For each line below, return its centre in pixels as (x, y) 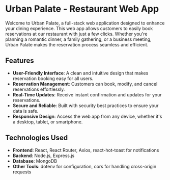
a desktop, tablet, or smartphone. (48, 122)
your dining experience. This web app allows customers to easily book (79, 28)
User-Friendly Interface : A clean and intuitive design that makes (80, 73)
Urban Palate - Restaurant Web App (82, 9)
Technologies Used (36, 138)
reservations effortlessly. (39, 89)
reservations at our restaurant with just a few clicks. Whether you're (76, 34)
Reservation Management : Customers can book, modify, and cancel (85, 84)
